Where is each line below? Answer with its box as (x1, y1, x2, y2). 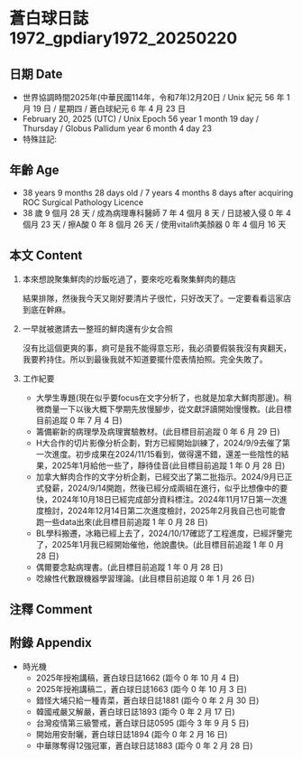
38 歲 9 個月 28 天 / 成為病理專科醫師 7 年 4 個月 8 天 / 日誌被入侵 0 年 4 (22, 207, 291, 218)
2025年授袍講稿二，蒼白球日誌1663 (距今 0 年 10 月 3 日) (35, 683, 248, 694)
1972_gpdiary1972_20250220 (9, 28, 238, 49)
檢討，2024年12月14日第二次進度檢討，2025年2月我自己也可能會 (43, 505, 287, 516)
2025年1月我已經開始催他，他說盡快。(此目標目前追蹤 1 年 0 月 (51, 539, 284, 549)
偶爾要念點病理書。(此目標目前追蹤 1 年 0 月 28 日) (35, 561, 224, 572)
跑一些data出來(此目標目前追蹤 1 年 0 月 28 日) (35, 516, 209, 527)
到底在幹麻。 (22, 304, 70, 314)
